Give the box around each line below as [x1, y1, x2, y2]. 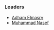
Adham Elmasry [11, 15, 44, 21]
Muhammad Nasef [11, 20, 49, 26]
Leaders [4, 3, 25, 10]
